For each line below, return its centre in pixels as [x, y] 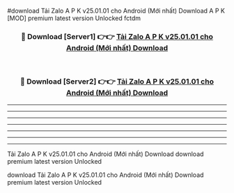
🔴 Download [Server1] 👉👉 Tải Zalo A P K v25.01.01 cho [117, 36]
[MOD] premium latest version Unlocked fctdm [74, 18]
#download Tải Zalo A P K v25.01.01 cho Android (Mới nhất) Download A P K [116, 11]
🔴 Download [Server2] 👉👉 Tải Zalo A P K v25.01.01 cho [117, 82]
